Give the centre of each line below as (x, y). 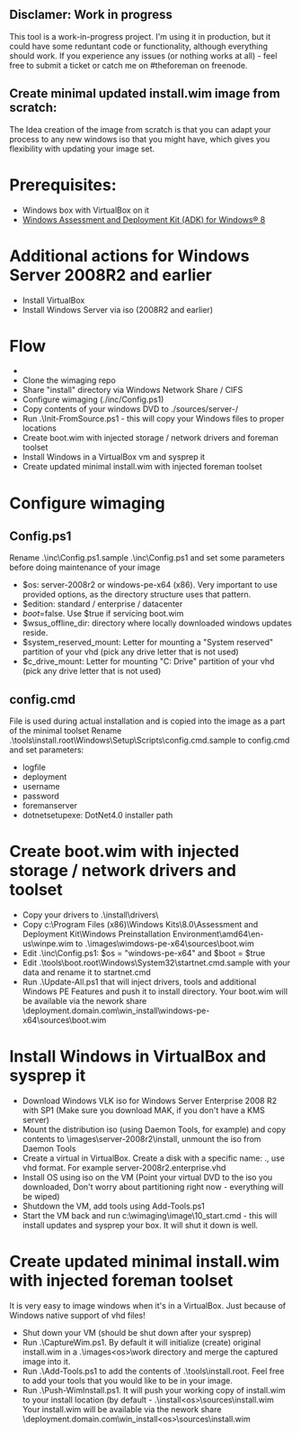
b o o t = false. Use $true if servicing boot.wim (103, 614)
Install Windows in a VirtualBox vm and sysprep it (113, 457)
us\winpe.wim (48, 944)
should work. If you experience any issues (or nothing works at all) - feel (143, 55)
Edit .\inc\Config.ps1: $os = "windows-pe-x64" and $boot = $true (144, 954)
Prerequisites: (63, 185)
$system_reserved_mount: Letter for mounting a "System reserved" (148, 643)
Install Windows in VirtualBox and (138, 1057)
